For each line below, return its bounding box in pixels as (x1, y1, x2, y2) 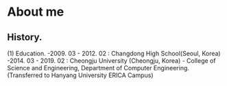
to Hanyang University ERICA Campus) (44, 71, 154, 79)
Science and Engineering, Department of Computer (7, 64, 152, 72)
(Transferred (7, 71, 43, 79)
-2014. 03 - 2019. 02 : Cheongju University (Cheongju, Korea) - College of (7, 57, 216, 65)
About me (7, 4, 64, 20)
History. (7, 31, 43, 43)
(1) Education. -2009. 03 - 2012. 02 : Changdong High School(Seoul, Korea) (7, 49, 221, 57)
